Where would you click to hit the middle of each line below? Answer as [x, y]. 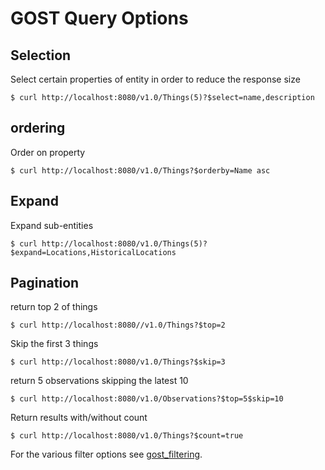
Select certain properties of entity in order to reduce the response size [155, 79]
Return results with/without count [79, 418]
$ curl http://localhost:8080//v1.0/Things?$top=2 [118, 325]
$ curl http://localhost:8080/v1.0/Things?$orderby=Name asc [140, 170]
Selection [41, 55]
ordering [38, 128]
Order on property [48, 152]
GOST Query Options [99, 18]
